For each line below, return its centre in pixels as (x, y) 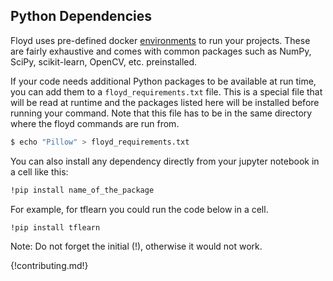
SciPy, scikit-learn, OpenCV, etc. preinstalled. (104, 61)
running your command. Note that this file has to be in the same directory (161, 113)
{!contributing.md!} (49, 266)
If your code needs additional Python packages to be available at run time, (163, 81)
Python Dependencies (81, 16)
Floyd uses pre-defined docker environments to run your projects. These (160, 40)
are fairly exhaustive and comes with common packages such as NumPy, (161, 51)
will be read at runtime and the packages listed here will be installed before (165, 102)
